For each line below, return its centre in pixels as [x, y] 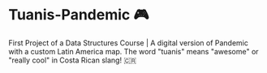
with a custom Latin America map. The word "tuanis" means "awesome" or [133, 51]
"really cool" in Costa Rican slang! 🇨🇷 [72, 60]
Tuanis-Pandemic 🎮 [79, 15]
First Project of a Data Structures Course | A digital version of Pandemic [129, 43]
